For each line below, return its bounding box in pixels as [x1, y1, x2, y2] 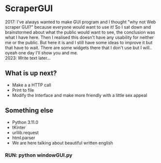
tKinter [12, 124, 26, 130]
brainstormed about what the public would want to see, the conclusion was [5, 29, 155, 35]
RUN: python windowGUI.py [5, 152, 73, 159]
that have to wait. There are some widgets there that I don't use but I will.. [5, 45, 152, 50]
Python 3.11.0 [12, 119, 39, 125]
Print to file [12, 87, 34, 93]
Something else [5, 106, 53, 114]
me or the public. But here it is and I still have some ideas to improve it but [5, 39, 153, 45]
